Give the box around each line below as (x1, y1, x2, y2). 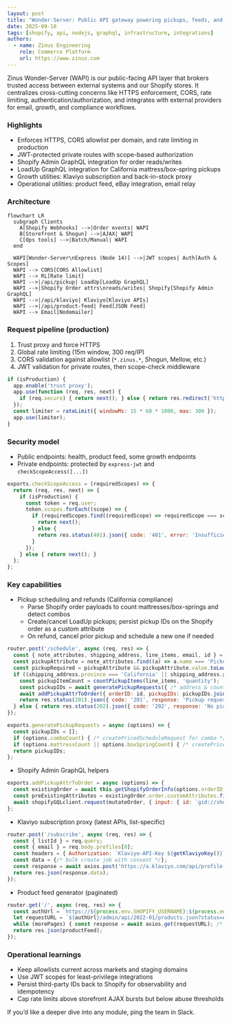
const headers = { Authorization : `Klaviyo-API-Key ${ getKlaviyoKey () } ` (13, 850, 226, 857)
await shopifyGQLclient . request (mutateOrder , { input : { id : (13, 799, 192, 805)
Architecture (7, 197, 51, 207)
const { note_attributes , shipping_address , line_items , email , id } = (13, 652, 223, 659)
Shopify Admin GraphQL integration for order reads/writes (16, 158, 182, 166)
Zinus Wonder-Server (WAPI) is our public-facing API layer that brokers (7, 74, 209, 82)
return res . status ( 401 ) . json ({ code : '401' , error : (37, 531, 189, 538)
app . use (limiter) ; (13, 414, 67, 421)
